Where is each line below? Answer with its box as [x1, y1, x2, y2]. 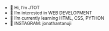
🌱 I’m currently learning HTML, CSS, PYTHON [9, 15, 104, 21]
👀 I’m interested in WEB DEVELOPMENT [9, 10, 92, 16]
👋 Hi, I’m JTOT [9, 5, 40, 10]
